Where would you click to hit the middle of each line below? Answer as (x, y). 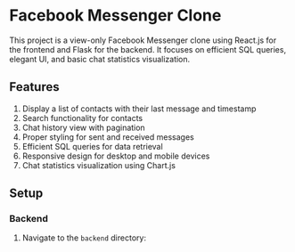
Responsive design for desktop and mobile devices (116, 156)
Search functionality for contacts (82, 118)
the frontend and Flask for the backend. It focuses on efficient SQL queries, (148, 49)
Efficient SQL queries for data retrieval (92, 146)
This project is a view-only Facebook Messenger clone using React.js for (143, 40)
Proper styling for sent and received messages (108, 137)
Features (34, 87)
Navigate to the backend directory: (84, 238)
